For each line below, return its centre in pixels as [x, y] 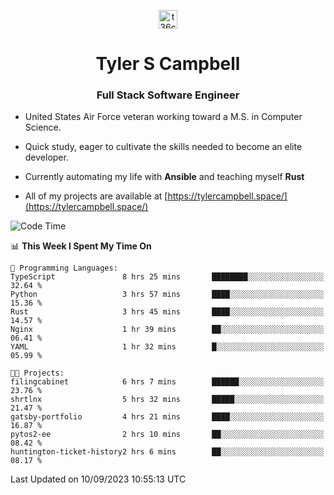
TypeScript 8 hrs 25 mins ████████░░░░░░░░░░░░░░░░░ [167, 277]
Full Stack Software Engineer [168, 95]
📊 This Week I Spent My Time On [81, 246]
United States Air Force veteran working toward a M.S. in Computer [163, 117]
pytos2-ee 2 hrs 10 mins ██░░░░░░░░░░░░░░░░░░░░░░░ [167, 435]
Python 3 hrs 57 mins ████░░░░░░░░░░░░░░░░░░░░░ [167, 295]
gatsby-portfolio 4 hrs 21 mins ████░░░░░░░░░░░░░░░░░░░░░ [167, 417]
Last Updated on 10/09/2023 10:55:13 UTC [98, 479]
